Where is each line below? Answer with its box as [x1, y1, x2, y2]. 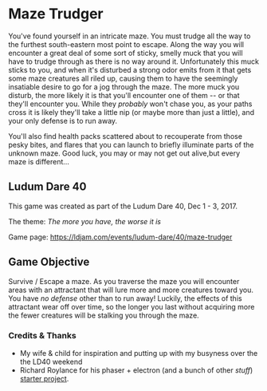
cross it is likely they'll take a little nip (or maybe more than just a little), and [8, 107, 255, 117]
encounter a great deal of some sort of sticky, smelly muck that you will [8, 48, 243, 57]
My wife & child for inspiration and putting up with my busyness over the [19, 348, 258, 357]
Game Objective [8, 255, 90, 269]
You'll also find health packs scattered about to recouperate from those [8, 131, 243, 140]
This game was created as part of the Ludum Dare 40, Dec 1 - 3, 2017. [8, 201, 238, 211]
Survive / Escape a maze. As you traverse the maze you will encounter [8, 276, 240, 286]
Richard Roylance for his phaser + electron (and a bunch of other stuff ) [19, 365, 253, 375]
